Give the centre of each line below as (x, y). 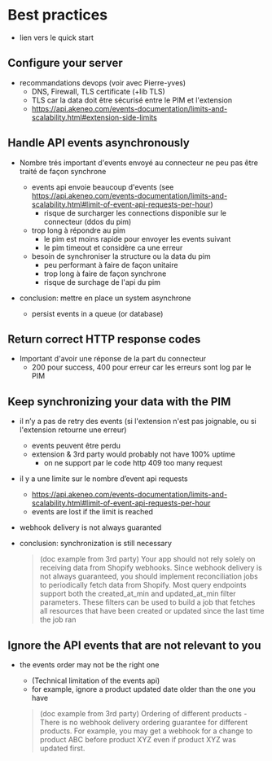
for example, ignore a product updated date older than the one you (143, 689)
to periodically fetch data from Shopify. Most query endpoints (143, 585)
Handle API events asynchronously (99, 143)
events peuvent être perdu (76, 446)
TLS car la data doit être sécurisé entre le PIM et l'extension (132, 100)
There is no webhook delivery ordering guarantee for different (144, 722)
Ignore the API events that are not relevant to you (134, 645)
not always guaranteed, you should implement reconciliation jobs (149, 576)
